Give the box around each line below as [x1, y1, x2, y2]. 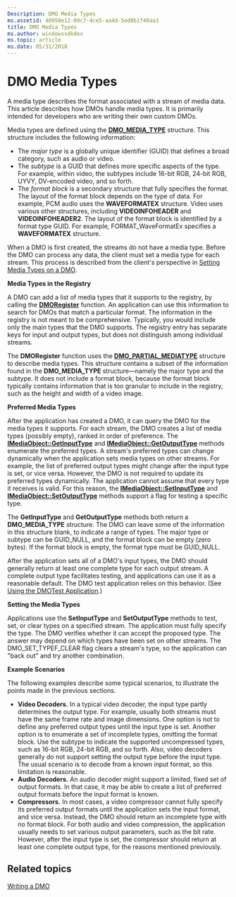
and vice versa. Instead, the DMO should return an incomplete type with [17, 812, 227, 821]
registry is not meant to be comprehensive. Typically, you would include [7, 315, 216, 323]
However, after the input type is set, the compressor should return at [17, 835, 217, 843]
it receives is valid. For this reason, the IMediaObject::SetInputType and [7, 484, 218, 492]
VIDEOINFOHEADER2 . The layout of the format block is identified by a [17, 214, 222, 222]
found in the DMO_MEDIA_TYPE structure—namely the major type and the [7, 367, 224, 375]
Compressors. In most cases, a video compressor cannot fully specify [17, 797, 223, 806]
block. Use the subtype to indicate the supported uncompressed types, [17, 737, 225, 746]
